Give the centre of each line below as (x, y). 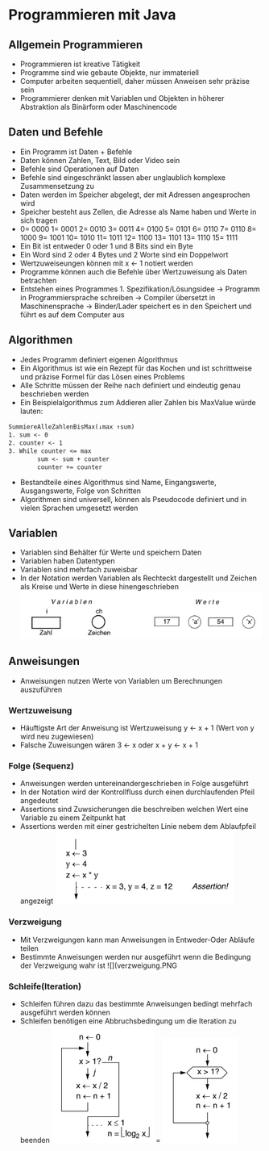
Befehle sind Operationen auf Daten (79, 169)
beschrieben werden (54, 394)
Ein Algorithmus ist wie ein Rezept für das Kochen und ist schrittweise (136, 368)
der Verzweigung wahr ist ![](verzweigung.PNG (98, 965)
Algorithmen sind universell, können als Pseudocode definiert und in (133, 499)
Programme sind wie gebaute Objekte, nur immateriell (110, 73)
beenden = (90, 1140)
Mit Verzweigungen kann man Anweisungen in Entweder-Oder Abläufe (137, 940)
